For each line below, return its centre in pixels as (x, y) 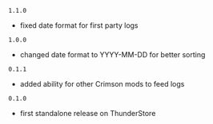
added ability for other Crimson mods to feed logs (102, 84)
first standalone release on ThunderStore (88, 113)
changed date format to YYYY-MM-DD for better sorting (113, 54)
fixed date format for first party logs (79, 25)
